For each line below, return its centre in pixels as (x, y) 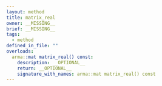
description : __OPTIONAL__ (51, 62)
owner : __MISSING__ (31, 23)
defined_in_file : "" (32, 46)
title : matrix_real (31, 18)
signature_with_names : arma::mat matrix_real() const (86, 74)
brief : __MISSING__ (31, 29)
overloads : (20, 51)
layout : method (25, 12)
